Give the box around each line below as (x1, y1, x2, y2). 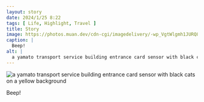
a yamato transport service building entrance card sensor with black (12, 54, 194, 60)
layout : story (6, 8, 42, 15)
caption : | (6, 37, 34, 43)
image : (6, 32, 23, 38)
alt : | (6, 49, 23, 55)
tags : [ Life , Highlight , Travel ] (6, 20, 97, 26)
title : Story (6, 25, 39, 32)
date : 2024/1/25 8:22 (6, 15, 61, 21)
